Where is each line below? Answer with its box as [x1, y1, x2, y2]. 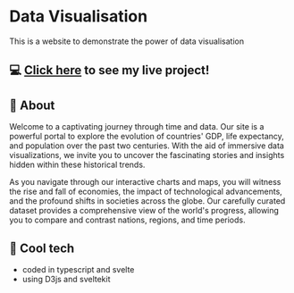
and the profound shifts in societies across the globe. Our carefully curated [9, 196, 286, 206]
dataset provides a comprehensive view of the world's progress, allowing [9, 205, 280, 216]
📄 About [9, 97, 55, 113]
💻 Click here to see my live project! [9, 63, 210, 78]
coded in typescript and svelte [21, 264, 135, 274]
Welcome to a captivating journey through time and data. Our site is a [9, 121, 265, 132]
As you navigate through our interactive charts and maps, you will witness [9, 177, 281, 188]
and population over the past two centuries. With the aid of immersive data [9, 140, 284, 151]
